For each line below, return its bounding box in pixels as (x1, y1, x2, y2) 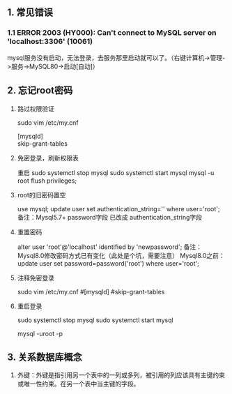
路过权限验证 (17, 104, 54, 113)
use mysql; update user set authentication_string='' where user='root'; (17, 204, 221, 213)
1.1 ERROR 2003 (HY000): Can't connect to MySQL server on (7, 28, 217, 38)
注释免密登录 (17, 273, 54, 282)
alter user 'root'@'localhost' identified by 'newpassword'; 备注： (17, 243, 203, 251)
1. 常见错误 (7, 6, 54, 19)
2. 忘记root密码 (7, 84, 73, 96)
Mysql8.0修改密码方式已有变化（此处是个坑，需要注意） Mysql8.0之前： (17, 251, 225, 259)
